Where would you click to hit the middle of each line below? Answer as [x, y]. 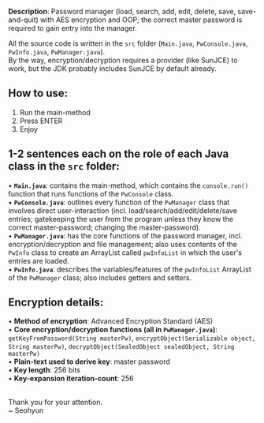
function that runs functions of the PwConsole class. [91, 193]
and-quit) [24, 20]
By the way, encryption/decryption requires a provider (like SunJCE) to [123, 60]
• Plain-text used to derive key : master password [89, 361]
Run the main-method [55, 112]
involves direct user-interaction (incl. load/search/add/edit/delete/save [123, 210]
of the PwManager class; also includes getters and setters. [100, 277]
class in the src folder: [64, 166]
